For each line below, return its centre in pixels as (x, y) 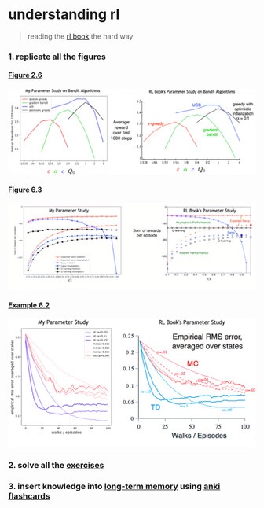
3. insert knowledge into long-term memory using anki (114, 487)
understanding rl (64, 15)
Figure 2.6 (25, 75)
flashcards (29, 496)
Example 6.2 (29, 305)
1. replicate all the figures (57, 57)
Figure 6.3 (25, 190)
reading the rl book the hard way (80, 36)
